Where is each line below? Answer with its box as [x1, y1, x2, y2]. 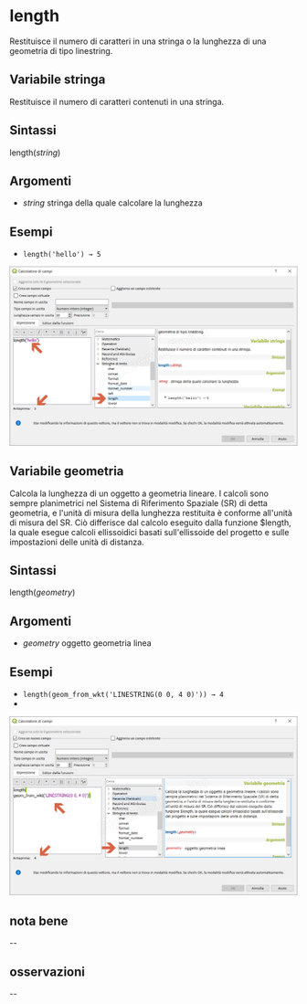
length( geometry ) [9, 587, 76, 598]
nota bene [9, 913, 69, 928]
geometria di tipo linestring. [9, 45, 113, 56]
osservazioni [9, 964, 85, 979]
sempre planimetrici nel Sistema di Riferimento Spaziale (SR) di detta [9, 497, 268, 508]
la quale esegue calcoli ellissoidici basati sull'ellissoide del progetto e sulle [9, 526, 290, 537]
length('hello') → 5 [22, 250, 101, 259]
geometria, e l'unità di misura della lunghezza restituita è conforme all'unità [9, 507, 292, 518]
